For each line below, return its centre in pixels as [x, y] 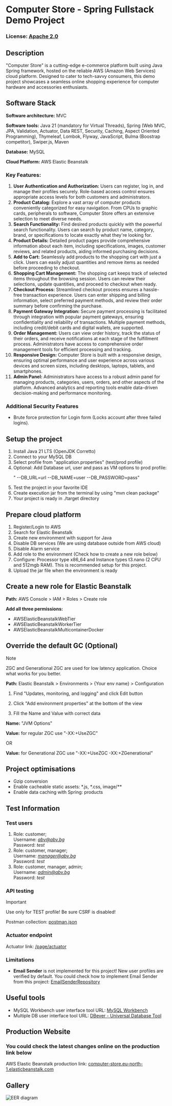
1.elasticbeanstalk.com [30, 1069]
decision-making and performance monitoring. [62, 393]
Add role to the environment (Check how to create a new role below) [85, 554]
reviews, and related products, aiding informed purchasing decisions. [86, 252]
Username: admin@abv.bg [41, 872]
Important [16, 902]
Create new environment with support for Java [62, 538]
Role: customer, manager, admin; [48, 867]
